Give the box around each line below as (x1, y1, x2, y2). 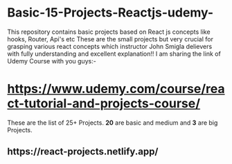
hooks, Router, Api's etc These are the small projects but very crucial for (7, 34, 213, 43)
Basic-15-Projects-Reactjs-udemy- (7, 5, 214, 21)
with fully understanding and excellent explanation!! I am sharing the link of (7, 50, 222, 58)
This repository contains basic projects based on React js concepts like (7, 28, 211, 36)
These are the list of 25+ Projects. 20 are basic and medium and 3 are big (7, 119, 218, 127)
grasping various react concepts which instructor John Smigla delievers (7, 42, 213, 50)
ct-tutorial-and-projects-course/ (7, 96, 201, 112)
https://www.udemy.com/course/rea (7, 81, 225, 97)
